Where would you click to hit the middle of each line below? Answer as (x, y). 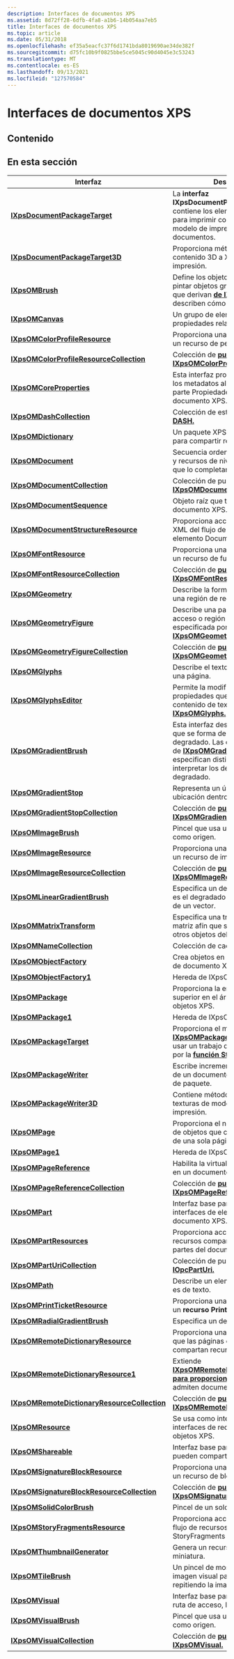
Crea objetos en (198, 957)
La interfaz (191, 194)
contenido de (194, 704)
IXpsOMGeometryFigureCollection (70, 651)
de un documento (202, 1075)
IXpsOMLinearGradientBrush (60, 897)
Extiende (187, 1361)
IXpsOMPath (32, 1285)
